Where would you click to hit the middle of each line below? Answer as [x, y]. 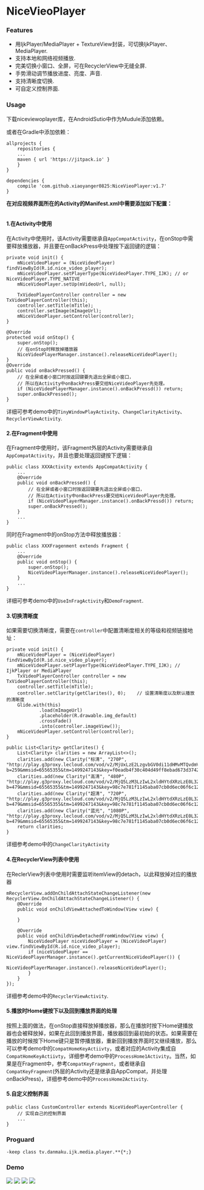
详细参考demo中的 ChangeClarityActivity [58, 844]
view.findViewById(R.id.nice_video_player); [63, 947]
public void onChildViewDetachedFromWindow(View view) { [91, 936]
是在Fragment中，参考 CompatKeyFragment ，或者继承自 [78, 1063]
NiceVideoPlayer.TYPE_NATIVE [43, 279]
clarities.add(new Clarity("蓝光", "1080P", [73, 811]
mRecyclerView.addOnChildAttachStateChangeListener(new [78, 893]
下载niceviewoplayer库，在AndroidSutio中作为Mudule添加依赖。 [87, 119]
